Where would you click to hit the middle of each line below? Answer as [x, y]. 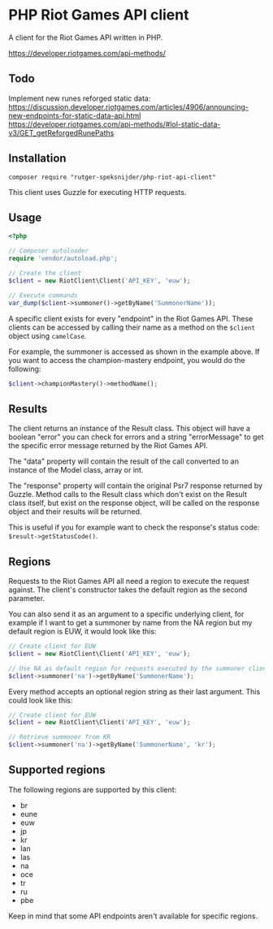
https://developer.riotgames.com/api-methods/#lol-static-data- [115, 124]
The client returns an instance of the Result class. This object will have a [129, 429]
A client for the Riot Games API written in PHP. [86, 37]
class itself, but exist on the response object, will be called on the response [134, 503]
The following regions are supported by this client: [93, 789]
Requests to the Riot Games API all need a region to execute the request [129, 581]
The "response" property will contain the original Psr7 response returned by [135, 486]
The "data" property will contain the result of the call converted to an [124, 461]
